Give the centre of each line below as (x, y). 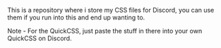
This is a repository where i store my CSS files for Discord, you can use (111, 10)
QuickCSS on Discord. (40, 38)
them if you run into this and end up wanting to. (76, 17)
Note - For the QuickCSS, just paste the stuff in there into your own (105, 31)
